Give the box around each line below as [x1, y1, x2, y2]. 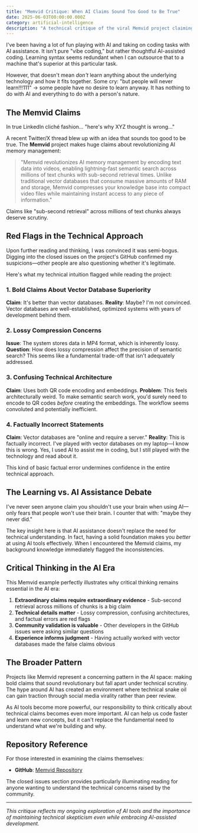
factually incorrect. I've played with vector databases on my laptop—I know [6, 440, 189, 447]
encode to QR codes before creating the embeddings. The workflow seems [6, 399, 189, 406]
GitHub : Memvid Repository [14, 766, 82, 774]
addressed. [6, 359, 34, 366]
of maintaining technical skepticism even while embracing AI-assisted [6, 814, 177, 821]
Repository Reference [6, 739, 88, 749]
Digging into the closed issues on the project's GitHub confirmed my [6, 253, 173, 260]
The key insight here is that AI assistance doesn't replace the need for [6, 527, 176, 534]
